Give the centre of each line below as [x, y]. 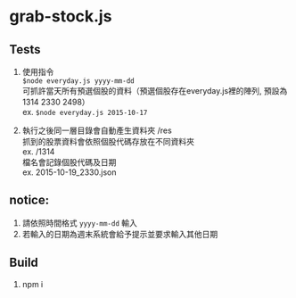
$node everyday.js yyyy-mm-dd [78, 81]
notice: [29, 200]
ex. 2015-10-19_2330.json [69, 172]
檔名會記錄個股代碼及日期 [69, 162]
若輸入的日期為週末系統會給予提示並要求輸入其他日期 [120, 234]
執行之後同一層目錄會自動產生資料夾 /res [97, 130]
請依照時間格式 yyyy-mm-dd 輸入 [80, 223]
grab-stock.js [61, 17]
